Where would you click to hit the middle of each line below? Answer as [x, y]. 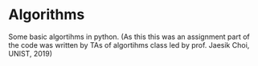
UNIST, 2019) [31, 53]
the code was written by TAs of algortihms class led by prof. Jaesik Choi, [129, 45]
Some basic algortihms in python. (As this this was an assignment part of [129, 37]
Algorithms [47, 15]
